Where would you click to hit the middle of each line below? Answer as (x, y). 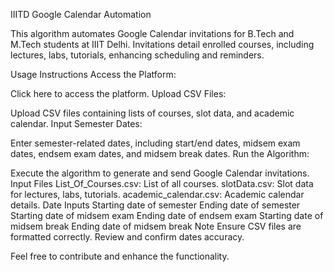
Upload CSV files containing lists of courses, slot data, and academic (152, 113)
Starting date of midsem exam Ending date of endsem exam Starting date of (167, 215)
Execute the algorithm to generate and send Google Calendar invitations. (160, 173)
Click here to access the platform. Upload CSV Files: (118, 93)
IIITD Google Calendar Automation (81, 14)
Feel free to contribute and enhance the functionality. (120, 256)
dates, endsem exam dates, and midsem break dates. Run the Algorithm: (160, 153)
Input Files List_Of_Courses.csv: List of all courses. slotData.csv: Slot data (162, 183)
